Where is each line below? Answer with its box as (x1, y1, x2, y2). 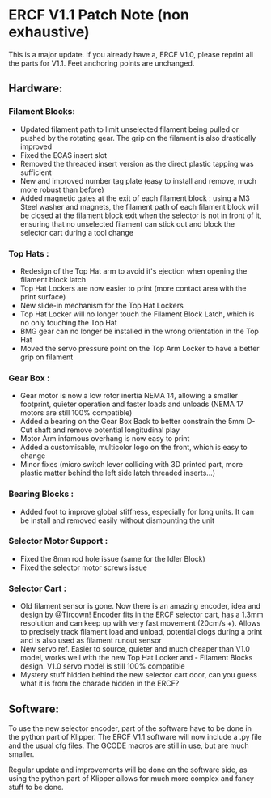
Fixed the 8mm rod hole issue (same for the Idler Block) (19, 554, 206, 563)
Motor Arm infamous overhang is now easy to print (19, 434, 190, 444)
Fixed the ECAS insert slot (19, 150, 108, 159)
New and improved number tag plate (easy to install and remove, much (19, 176, 257, 185)
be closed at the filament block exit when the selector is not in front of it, (19, 210, 262, 220)
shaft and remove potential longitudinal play (33, 425, 180, 435)
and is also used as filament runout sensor (19, 635, 162, 645)
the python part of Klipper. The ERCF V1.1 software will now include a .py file (8, 732, 262, 741)
